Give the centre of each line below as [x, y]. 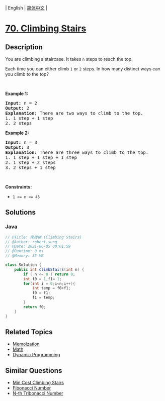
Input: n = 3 [21, 142]
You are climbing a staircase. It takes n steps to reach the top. [69, 59]
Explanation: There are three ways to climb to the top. [77, 153]
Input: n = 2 [21, 103]
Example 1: [17, 93]
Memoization [26, 344]
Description [24, 47]
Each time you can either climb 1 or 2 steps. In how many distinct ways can [83, 69]
